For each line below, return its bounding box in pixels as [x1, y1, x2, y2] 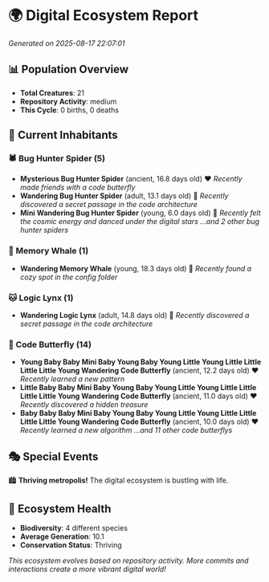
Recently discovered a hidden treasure [19, 400, 149, 409]
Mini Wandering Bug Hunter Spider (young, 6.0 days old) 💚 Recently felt [19, 208, 261, 218]
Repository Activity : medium [19, 96, 117, 106]
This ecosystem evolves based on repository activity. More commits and [8, 556, 249, 565]
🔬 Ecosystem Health [8, 502, 112, 515]
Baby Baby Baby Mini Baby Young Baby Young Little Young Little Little [19, 409, 257, 418]
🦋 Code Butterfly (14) [8, 339, 92, 350]
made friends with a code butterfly [19, 182, 136, 193]
